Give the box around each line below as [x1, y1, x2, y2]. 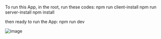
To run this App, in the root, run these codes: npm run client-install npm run [5, 4, 157, 10]
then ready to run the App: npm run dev [5, 19, 85, 24]
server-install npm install [5, 9, 55, 15]
